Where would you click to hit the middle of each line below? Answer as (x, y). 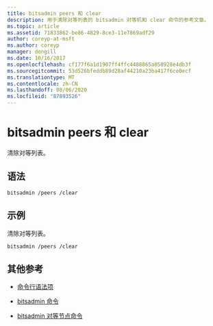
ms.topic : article (33, 26)
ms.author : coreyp (33, 45)
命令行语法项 (35, 287)
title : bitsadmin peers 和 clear (54, 13)
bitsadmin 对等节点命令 (50, 316)
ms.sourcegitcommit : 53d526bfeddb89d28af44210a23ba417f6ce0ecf (99, 71)
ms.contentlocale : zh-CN (42, 84)
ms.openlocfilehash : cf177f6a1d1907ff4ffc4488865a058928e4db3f (99, 65)
